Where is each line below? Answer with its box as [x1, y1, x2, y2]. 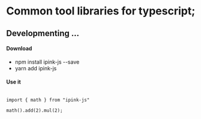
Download [6, 45, 32, 52]
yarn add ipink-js [14, 64, 57, 72]
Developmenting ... [6, 28, 80, 38]
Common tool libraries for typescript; [6, 4, 196, 18]
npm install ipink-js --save [14, 58, 80, 66]
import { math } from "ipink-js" [6, 97, 90, 103]
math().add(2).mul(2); [6, 107, 63, 114]
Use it [6, 78, 21, 85]
